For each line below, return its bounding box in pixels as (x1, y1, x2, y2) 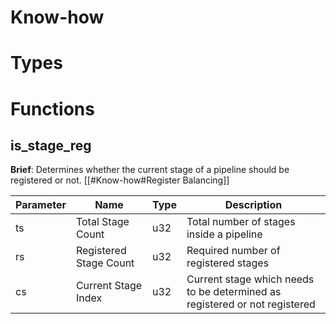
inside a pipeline (186, 227, 263, 241)
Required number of (186, 244, 281, 258)
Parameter (15, 198, 67, 212)
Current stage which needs (186, 272, 315, 286)
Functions (10, 97, 95, 120)
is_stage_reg (10, 137, 92, 154)
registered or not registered (186, 297, 316, 311)
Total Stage (75, 215, 130, 229)
